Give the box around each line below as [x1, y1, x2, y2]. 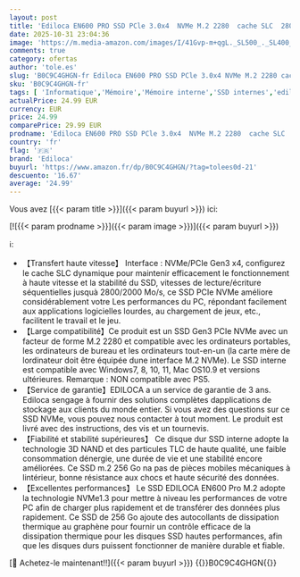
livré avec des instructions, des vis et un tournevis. [21, 423, 210, 434]
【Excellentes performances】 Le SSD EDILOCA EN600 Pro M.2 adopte [21, 483, 286, 494]
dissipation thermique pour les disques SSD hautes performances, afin [21, 531, 283, 541]
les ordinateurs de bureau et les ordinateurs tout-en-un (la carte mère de [21, 346, 291, 356]
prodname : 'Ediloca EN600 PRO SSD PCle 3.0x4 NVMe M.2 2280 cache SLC [9, 130, 286, 138]
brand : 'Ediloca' [9, 154, 74, 163]
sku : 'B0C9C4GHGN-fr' [9, 79, 90, 88]
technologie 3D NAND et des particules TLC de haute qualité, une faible [21, 444, 287, 455]
